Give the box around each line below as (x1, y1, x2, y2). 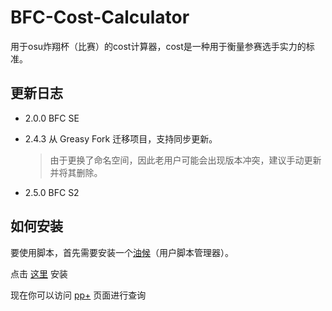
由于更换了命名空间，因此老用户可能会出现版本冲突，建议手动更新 (49, 154, 322, 166)
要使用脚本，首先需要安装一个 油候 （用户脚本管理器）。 (10, 246, 234, 258)
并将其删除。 (49, 166, 103, 178)
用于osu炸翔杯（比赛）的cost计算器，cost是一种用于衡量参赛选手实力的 (10, 40, 307, 52)
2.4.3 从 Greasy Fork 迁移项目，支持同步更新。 (24, 132, 218, 145)
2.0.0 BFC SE (24, 112, 80, 124)
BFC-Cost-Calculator (10, 6, 190, 29)
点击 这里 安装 (10, 267, 68, 280)
